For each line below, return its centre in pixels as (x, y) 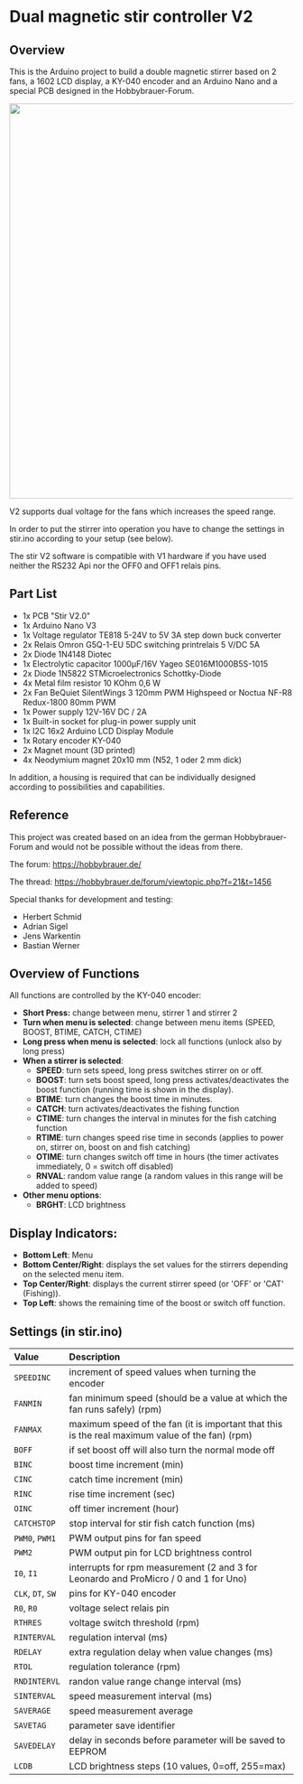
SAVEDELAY (35, 1746)
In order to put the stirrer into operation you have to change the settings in (147, 529)
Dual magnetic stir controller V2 (131, 17)
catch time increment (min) (126, 1480)
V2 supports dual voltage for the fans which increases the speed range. (143, 511)
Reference (39, 815)
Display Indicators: (64, 1233)
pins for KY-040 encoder (123, 1593)
